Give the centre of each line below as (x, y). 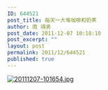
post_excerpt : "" (32, 40)
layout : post (26, 46)
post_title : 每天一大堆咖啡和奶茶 (52, 20)
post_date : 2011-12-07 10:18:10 (54, 33)
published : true (31, 59)
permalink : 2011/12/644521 (46, 53)
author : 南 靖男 (29, 27)
